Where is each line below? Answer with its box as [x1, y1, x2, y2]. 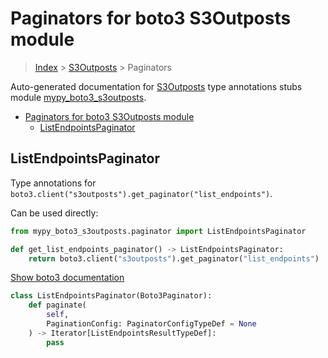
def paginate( [28, 300, 87, 311]
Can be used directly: [10, 207, 99, 219]
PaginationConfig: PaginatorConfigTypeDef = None [46, 319, 257, 329]
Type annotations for [10, 177, 97, 189]
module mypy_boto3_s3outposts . [10, 91, 147, 103]
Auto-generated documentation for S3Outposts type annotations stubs [10, 80, 303, 92]
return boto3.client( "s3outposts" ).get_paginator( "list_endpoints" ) [28, 253, 320, 264]
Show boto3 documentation [10, 272, 125, 284]
